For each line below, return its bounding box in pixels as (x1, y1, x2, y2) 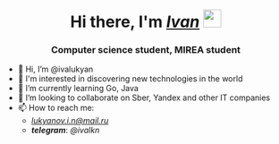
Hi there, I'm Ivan (70, 12, 200, 32)
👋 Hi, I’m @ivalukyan (17, 64, 94, 75)
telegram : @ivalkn (30, 125, 100, 136)
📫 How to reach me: (17, 103, 95, 114)
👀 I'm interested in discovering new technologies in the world (17, 73, 243, 84)
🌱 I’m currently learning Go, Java (17, 83, 139, 94)
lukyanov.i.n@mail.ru (30, 115, 109, 126)
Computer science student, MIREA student (50, 44, 241, 56)
